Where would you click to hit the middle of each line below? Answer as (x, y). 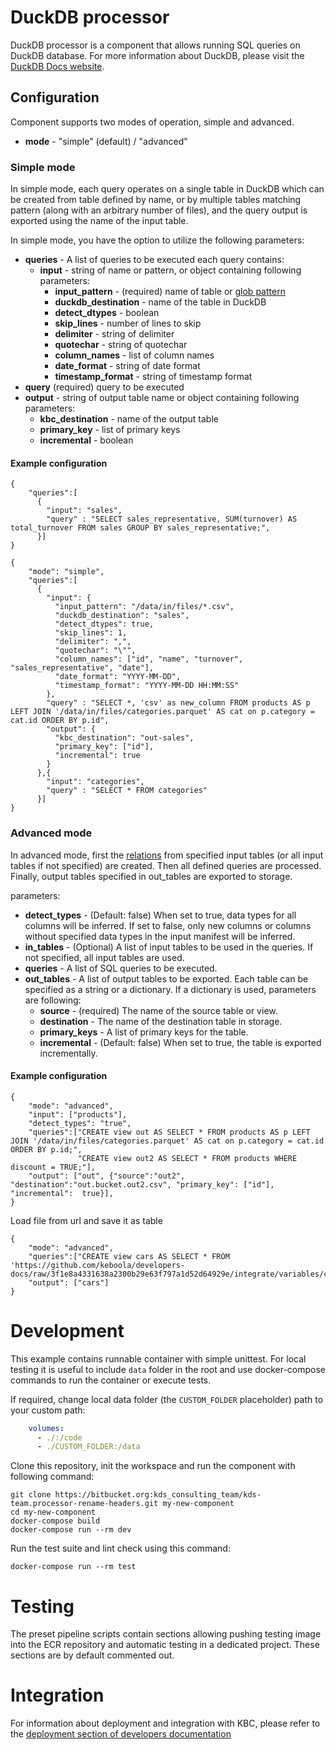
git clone (31, 1495)
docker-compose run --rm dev (71, 1530)
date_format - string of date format (127, 366)
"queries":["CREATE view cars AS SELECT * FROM (129, 1256)
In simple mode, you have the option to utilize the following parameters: (157, 240)
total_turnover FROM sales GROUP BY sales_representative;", (140, 528)
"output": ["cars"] (69, 1282)
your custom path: (48, 1410)
